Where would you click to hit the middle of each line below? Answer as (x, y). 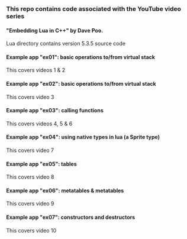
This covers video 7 (30, 150)
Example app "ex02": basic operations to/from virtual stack (81, 83)
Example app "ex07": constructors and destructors (71, 217)
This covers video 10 (31, 230)
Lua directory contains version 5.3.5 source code (66, 44)
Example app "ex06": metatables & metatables (65, 190)
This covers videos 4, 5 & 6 (39, 124)
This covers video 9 (30, 204)
